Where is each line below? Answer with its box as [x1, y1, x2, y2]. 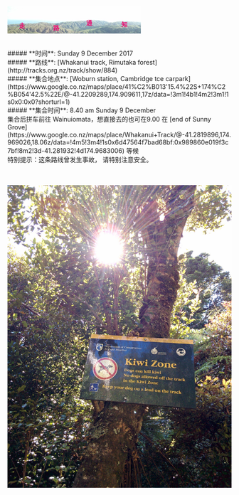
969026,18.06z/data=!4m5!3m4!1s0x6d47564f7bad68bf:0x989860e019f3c [7, 138, 229, 147]
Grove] [7, 123, 28, 131]
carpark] [165, 75, 191, 82]
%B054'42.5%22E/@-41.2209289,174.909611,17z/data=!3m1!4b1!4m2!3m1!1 [7, 90, 229, 98]
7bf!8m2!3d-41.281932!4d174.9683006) [7, 147, 125, 155]
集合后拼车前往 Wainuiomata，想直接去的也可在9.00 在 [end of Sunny [7, 115, 211, 123]
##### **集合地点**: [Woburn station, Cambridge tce [7, 75, 164, 82]
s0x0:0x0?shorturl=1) [7, 97, 70, 106]
